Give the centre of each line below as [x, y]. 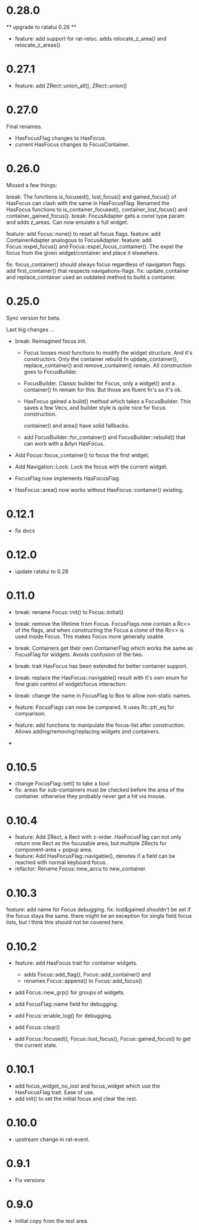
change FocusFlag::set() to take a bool [62, 784]
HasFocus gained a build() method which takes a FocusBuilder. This [107, 401]
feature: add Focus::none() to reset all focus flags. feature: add [83, 233]
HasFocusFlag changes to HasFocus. [60, 138]
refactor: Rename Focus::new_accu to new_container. [81, 869]
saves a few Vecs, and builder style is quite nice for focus [95, 407]
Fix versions [30, 1180]
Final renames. [25, 126]
